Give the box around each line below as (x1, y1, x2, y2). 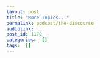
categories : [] (6, 37, 48, 43)
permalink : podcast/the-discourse (6, 20, 95, 26)
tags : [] (6, 43, 32, 49)
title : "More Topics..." (6, 14, 70, 21)
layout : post (6, 8, 40, 15)
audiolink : (6, 25, 34, 32)
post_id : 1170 (6, 31, 43, 37)
